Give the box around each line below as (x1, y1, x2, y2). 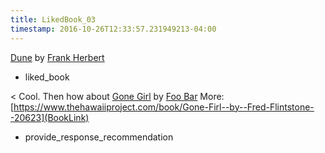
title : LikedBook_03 (10, 14, 97, 25)
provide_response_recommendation (24, 131, 174, 143)
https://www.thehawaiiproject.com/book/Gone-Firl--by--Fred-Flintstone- (13, 101, 315, 113)
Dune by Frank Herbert (10, 51, 105, 63)
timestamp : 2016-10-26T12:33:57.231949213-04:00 (10, 24, 217, 34)
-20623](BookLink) (10, 111, 90, 123)
